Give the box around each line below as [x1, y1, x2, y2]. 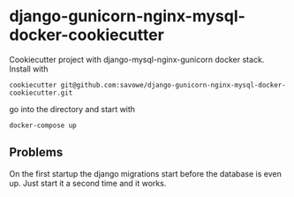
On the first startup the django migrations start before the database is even [9, 168, 283, 178]
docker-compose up [9, 121, 77, 130]
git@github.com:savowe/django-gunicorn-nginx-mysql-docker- [60, 80, 287, 89]
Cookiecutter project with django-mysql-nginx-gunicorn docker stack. [9, 54, 265, 64]
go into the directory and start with [9, 103, 135, 114]
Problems [9, 145, 64, 160]
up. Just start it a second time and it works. [9, 178, 167, 188]
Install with [9, 64, 49, 74]
